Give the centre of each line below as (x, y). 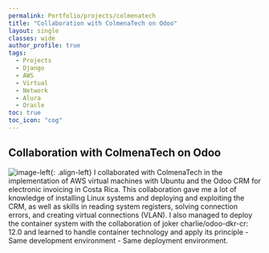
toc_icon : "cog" (35, 120)
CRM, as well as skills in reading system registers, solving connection (123, 206)
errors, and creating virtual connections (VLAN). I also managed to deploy (130, 214)
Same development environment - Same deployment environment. (118, 240)
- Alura (29, 98)
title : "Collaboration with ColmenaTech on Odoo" (93, 23)
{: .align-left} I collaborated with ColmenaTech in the (137, 172)
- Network (32, 90)
